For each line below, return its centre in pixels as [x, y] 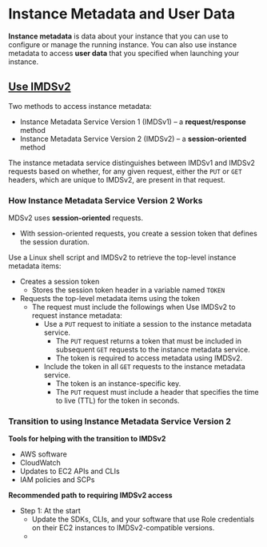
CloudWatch [40, 463]
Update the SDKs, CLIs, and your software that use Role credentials [143, 519]
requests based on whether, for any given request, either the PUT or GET [125, 171]
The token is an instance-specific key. [118, 384]
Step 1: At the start [50, 511]
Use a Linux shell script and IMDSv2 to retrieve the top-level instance [122, 258]
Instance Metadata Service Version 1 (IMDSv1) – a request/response [133, 122]
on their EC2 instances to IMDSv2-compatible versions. [123, 528]
